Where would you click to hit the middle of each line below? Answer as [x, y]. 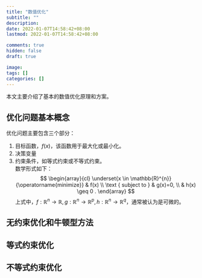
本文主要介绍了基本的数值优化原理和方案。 [59, 97]
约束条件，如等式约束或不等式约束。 [60, 161]
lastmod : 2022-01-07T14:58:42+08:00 [52, 34]
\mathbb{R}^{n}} [151, 178]
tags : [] [17, 73]
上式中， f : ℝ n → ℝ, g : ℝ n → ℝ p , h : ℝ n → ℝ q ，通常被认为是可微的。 [99, 201]
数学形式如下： [33, 169]
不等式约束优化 [34, 267]
